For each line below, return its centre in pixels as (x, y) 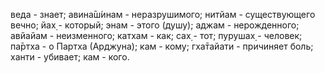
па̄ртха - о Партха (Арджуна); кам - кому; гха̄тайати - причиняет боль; (162, 46)
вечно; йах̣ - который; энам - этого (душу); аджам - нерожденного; (155, 25)
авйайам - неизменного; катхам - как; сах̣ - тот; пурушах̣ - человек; (156, 35)
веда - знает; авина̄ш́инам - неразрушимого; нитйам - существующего (163, 14)
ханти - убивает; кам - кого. (70, 57)
